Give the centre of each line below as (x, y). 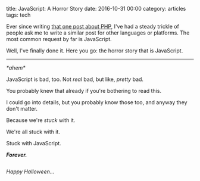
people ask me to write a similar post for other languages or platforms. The (98, 33)
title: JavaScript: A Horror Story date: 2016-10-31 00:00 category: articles (96, 9)
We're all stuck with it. (33, 132)
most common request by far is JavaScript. (59, 39)
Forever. (17, 155)
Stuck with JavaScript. (34, 143)
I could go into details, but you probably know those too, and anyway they (97, 102)
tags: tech (18, 15)
